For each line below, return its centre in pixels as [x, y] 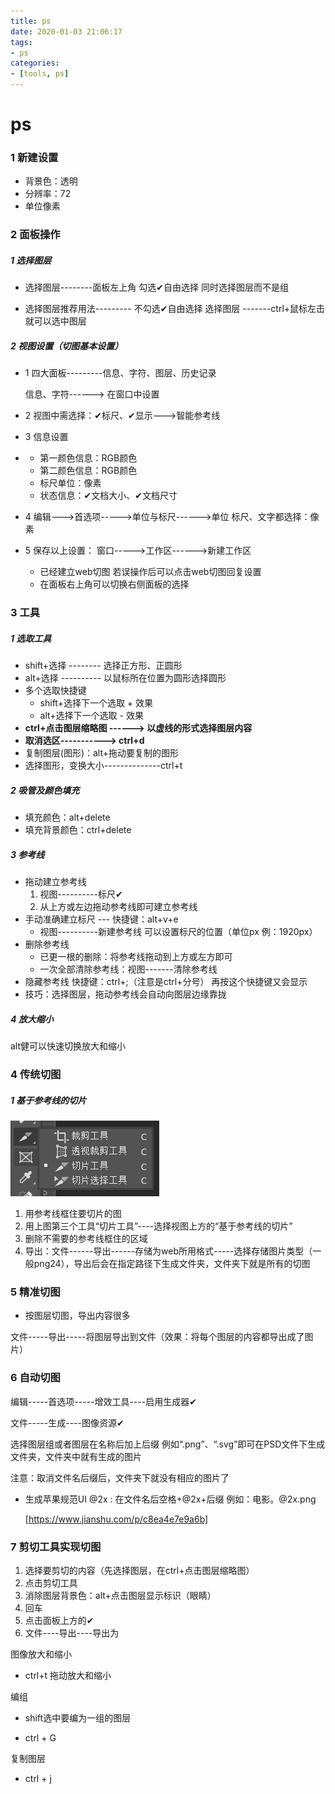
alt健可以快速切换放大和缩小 [68, 1046]
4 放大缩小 [32, 1019]
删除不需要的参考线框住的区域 [86, 1239]
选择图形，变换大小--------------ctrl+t [103, 766]
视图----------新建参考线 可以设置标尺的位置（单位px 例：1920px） [178, 932]
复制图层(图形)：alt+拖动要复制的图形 [102, 753]
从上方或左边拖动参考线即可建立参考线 [118, 907]
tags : [21, 42]
